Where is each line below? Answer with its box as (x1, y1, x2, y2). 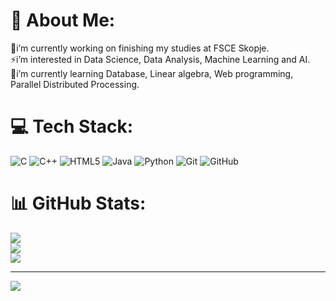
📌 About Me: (10, 9, 116, 32)
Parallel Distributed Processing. (10, 78, 140, 90)
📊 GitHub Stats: (10, 192, 147, 215)
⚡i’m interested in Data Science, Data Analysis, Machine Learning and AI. (10, 53, 311, 65)
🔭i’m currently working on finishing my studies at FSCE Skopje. (10, 42, 270, 54)
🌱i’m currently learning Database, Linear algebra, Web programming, (10, 67, 294, 79)
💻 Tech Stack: (10, 115, 134, 138)
